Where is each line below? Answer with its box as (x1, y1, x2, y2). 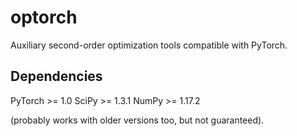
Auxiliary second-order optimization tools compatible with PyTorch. (10, 39, 288, 51)
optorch (10, 6, 78, 29)
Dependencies (10, 68, 103, 85)
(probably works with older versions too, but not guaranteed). (10, 114, 265, 126)
